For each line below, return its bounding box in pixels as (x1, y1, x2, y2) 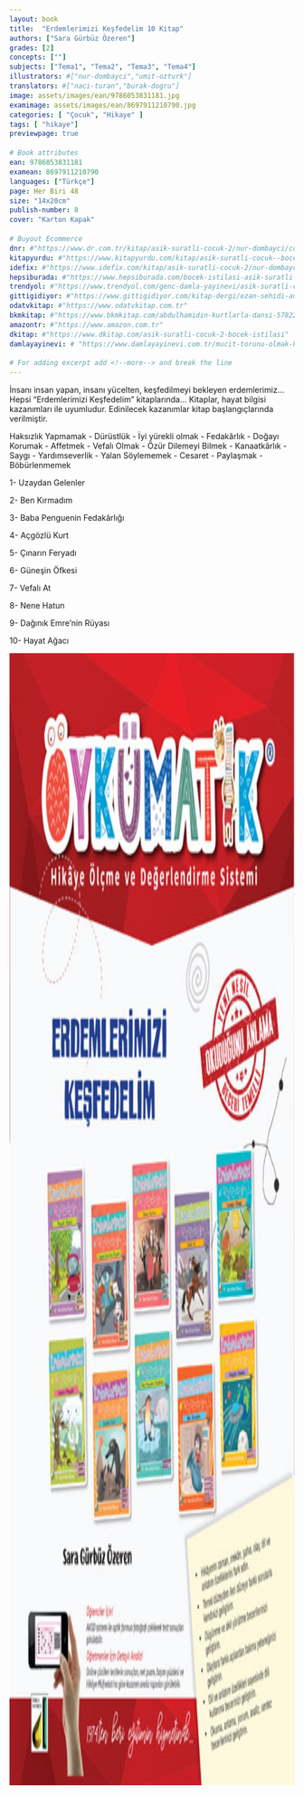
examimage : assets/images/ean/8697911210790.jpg (9, 101, 196, 110)
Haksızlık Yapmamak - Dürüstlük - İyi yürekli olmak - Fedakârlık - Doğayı (9, 431, 280, 442)
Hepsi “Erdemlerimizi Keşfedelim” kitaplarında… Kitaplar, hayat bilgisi (9, 394, 267, 405)
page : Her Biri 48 (9, 187, 79, 196)
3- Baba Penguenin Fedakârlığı (9, 513, 125, 523)
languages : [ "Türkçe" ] (9, 177, 95, 186)
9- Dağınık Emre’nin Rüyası (9, 618, 110, 629)
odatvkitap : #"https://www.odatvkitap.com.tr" (9, 302, 188, 311)
